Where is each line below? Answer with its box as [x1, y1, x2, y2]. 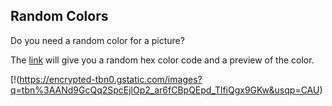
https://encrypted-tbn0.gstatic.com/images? [19, 73, 203, 85]
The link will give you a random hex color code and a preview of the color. [10, 54, 315, 66]
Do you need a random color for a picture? [10, 34, 185, 46]
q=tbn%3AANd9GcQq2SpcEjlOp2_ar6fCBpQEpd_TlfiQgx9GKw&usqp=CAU [10, 84, 320, 96]
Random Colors [10, 8, 109, 25]
